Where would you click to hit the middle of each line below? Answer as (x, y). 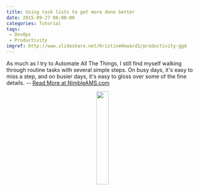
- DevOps (20, 35)
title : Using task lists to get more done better (71, 12)
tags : (13, 29)
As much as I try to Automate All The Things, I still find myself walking (94, 63)
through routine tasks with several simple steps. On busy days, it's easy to (100, 70)
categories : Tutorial (34, 23)
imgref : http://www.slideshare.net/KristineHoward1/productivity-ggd (97, 46)
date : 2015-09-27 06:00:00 (41, 18)
